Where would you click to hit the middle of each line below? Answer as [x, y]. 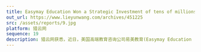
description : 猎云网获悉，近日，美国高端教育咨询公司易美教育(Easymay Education [99, 39]
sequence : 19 [22, 34]
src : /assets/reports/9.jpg [41, 23]
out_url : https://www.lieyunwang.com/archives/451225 [75, 17]
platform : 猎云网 [26, 28]
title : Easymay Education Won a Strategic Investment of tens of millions [101, 12]
